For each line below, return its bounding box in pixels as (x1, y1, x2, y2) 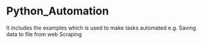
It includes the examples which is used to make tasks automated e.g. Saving (6, 24, 197, 31)
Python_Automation (6, 4, 109, 18)
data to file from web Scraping (6, 30, 82, 37)
